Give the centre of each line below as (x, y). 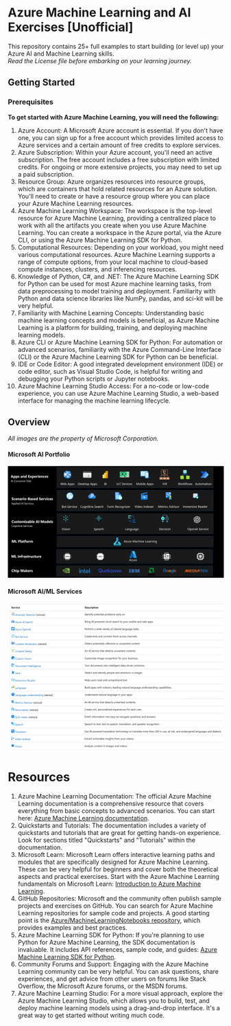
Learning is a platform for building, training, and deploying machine (112, 327)
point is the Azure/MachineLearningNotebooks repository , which (109, 921)
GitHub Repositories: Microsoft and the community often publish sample (120, 899)
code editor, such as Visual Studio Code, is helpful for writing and (110, 371)
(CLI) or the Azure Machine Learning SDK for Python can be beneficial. (118, 357)
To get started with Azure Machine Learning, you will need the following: (113, 117)
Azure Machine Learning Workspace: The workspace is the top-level (115, 210)
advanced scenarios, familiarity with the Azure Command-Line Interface (120, 349)
